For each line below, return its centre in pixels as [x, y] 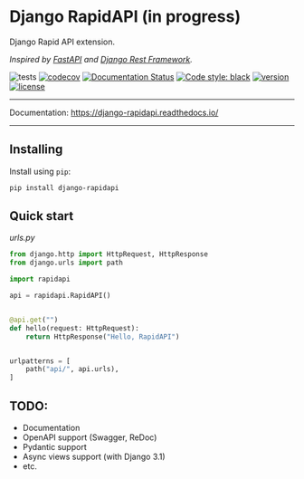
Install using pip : [40, 171]
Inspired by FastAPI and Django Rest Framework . [101, 59]
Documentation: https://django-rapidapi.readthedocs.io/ [114, 112]
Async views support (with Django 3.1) [94, 456]
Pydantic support [55, 447]
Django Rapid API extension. [62, 42]
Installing [36, 150]
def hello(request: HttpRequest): [75, 328]
